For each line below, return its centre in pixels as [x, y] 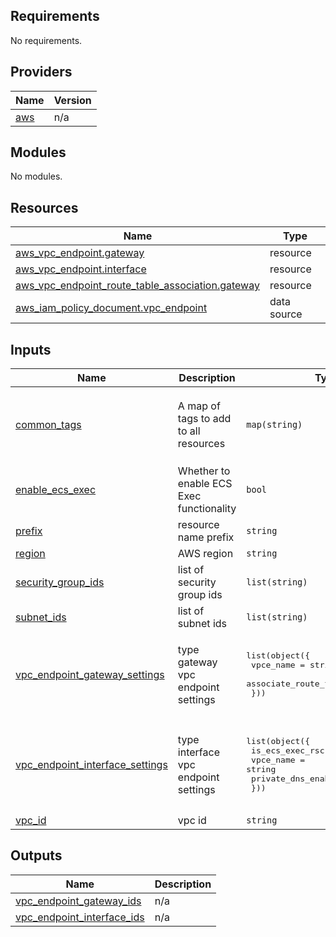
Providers [41, 72]
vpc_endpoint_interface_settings [91, 765]
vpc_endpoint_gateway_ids [78, 901]
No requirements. [46, 40]
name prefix [206, 537]
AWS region [205, 554]
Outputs [36, 855]
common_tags [48, 425]
